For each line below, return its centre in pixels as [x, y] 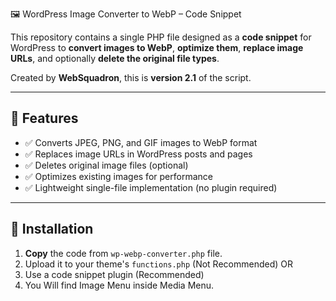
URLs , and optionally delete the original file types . [115, 58]
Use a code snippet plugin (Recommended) [114, 274]
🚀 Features [44, 118]
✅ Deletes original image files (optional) [106, 165]
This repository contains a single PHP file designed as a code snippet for [161, 37]
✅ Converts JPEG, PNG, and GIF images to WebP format [141, 142]
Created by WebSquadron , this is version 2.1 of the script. [131, 77]
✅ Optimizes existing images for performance [118, 176]
